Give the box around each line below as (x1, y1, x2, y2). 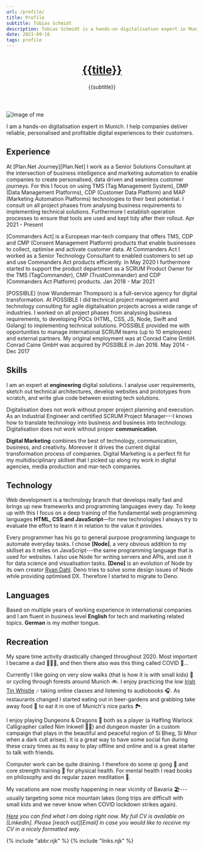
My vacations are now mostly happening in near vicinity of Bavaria (6, 786, 173, 792)
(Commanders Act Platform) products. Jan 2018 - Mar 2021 (6, 277, 155, 285)
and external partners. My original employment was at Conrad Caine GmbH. (6, 334, 196, 342)
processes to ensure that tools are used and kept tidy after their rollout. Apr (6, 214, 195, 221)
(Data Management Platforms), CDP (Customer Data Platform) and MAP (6, 189, 186, 196)
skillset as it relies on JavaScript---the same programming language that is (6, 547, 193, 554)
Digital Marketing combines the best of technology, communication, (6, 437, 178, 444)
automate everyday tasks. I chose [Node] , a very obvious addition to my (6, 541, 187, 548)
